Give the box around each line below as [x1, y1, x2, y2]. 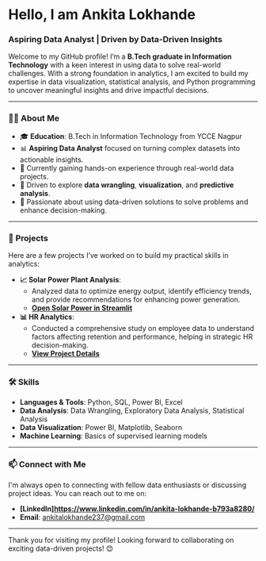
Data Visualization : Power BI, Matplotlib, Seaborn [19, 423, 183, 432]
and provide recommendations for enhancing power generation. [31, 295, 241, 305]
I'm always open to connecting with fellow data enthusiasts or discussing [8, 480, 247, 490]
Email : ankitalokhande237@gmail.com [19, 512, 145, 521]
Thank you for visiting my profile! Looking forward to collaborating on [8, 535, 234, 544]
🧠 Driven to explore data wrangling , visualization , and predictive [19, 180, 234, 190]
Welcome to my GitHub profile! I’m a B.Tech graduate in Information [8, 52, 232, 61]
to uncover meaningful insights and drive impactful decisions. [8, 86, 210, 95]
